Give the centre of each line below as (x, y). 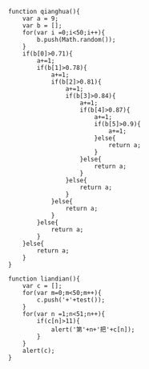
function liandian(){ (44, 279)
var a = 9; (40, 18)
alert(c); (38, 351)
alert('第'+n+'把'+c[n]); (93, 330)
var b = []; (42, 26)
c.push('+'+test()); (71, 300)
